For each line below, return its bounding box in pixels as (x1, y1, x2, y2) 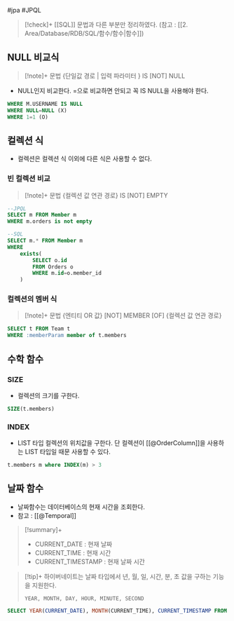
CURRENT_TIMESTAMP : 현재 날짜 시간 (34, 557, 145, 566)
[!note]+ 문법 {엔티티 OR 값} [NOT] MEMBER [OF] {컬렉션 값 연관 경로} (24, 311, 222, 320)
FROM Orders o (32, 263, 74, 271)
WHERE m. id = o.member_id (32, 270, 102, 277)
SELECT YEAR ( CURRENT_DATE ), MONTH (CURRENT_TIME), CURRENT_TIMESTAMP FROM (7, 607, 228, 614)
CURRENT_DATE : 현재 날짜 (34, 540, 113, 548)
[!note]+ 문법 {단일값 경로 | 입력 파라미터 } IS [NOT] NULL (24, 71, 186, 80)
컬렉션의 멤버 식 (7, 294, 57, 304)
